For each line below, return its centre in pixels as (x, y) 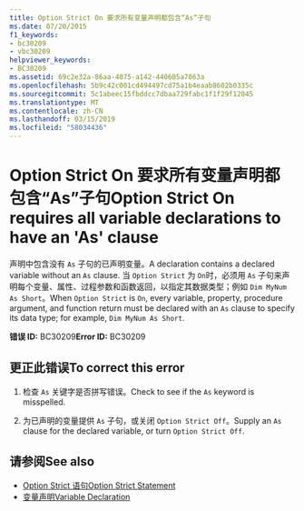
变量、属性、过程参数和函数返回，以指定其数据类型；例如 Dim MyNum (160, 286)
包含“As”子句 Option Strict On (122, 199)
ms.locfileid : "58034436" (58, 128)
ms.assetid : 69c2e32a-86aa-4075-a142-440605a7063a (107, 77)
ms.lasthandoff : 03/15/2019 (63, 119)
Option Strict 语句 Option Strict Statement (99, 485)
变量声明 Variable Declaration (76, 496)
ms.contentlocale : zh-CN (56, 111)
